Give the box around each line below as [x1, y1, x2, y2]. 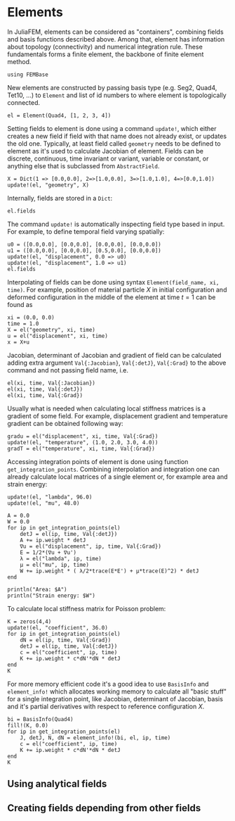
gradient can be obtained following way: [7, 419, 124, 427]
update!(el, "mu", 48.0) [7, 499, 80, 507]
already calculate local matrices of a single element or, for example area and [7, 472, 228, 481]
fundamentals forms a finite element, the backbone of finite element [7, 50, 204, 58]
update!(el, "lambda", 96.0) [7, 494, 93, 501]
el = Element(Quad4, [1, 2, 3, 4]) [7, 112, 112, 119]
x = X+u [7, 339, 30, 346]
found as [7, 300, 33, 308]
